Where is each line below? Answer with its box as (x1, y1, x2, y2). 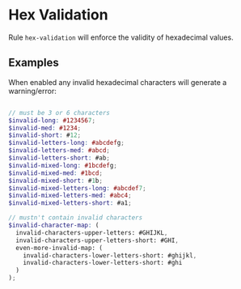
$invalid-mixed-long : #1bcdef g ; (8, 161, 117, 169)
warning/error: (8, 86, 57, 96)
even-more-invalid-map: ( (15, 244, 104, 252)
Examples (8, 56, 59, 70)
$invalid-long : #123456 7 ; (8, 116, 95, 125)
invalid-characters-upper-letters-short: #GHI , (15, 236, 180, 244)
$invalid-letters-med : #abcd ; (8, 147, 111, 155)
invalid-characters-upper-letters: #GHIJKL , (15, 228, 168, 236)
